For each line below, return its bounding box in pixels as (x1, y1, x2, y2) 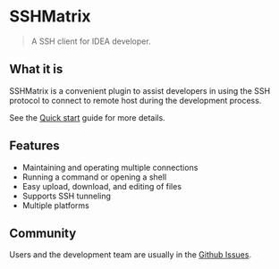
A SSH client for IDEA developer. (30, 36, 151, 46)
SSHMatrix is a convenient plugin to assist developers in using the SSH (9, 85, 271, 96)
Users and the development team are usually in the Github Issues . (9, 249, 252, 260)
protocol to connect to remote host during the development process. (9, 95, 262, 105)
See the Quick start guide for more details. (9, 112, 165, 122)
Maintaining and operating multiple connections (21, 162, 199, 172)
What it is (9, 62, 63, 77)
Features (9, 139, 60, 154)
